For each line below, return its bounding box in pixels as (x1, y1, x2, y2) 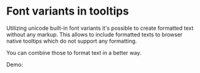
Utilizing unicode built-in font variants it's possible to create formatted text (6, 24, 194, 32)
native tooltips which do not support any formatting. (6, 37, 138, 44)
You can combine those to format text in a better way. (6, 49, 142, 56)
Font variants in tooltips (6, 4, 130, 18)
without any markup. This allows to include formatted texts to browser (6, 30, 183, 38)
